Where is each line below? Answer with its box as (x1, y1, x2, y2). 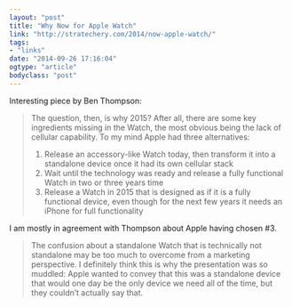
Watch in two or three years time (43, 177, 164, 188)
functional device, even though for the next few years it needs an (43, 196, 283, 206)
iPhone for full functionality (43, 206, 144, 216)
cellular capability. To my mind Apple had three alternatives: (30, 131, 250, 142)
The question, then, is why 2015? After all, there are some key (30, 112, 257, 123)
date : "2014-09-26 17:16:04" (9, 54, 117, 63)
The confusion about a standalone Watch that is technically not (30, 239, 262, 250)
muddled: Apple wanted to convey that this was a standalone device (30, 268, 281, 279)
